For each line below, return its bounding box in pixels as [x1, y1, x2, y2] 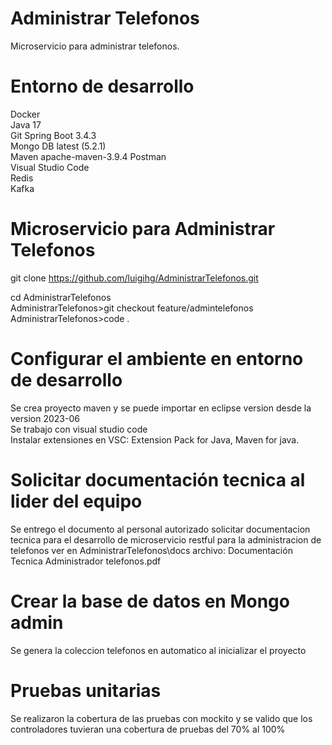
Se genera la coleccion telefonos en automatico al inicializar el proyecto [10, 644, 307, 656]
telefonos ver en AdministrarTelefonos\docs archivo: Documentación [10, 544, 293, 556]
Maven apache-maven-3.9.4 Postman [10, 150, 167, 162]
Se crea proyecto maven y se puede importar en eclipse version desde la [10, 402, 312, 414]
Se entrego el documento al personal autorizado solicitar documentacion [10, 523, 311, 535]
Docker [10, 108, 41, 120]
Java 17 [10, 118, 42, 131]
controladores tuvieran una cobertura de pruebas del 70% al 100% [10, 723, 286, 735]
